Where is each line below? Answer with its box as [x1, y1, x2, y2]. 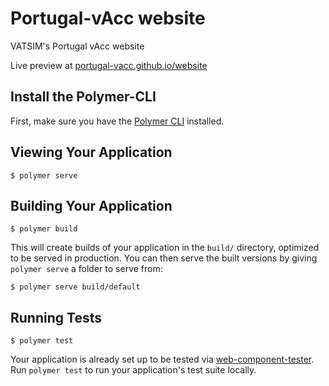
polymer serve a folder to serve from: [10, 263, 163, 275]
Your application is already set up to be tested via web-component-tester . [10, 353, 315, 366]
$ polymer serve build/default [10, 282, 141, 292]
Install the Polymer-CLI [10, 88, 157, 106]
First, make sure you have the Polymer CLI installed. [10, 115, 225, 127]
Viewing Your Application [10, 144, 173, 161]
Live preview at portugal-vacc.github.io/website [10, 59, 208, 71]
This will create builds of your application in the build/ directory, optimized [10, 242, 320, 254]
